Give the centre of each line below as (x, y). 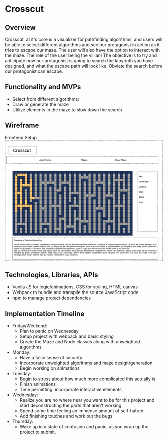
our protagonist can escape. (34, 71)
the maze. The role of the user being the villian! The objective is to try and (81, 55)
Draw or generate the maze (40, 104)
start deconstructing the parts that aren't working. (71, 406)
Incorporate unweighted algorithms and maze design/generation (86, 363)
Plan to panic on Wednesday (49, 331)
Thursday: (23, 421)
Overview (21, 27)
